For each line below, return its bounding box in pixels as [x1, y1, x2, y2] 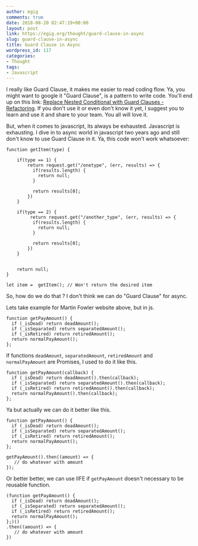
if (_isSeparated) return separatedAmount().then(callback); [11, 380, 166, 387]
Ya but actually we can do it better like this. [6, 406, 111, 413]
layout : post [6, 25, 39, 32]
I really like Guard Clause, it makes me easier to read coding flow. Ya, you [6, 86, 186, 93]
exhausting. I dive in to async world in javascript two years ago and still [6, 129, 180, 136]
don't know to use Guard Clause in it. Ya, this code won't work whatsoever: [6, 135, 190, 143]
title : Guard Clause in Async [6, 42, 81, 48]
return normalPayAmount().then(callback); [11, 391, 118, 397]
